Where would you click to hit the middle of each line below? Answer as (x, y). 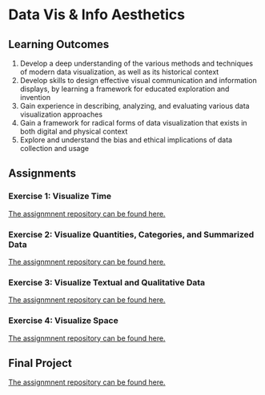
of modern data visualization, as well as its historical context (119, 72)
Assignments (42, 174)
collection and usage (54, 148)
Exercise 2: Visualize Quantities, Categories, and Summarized (131, 234)
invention (35, 97)
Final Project (40, 363)
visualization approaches (61, 114)
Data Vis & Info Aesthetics (97, 15)
